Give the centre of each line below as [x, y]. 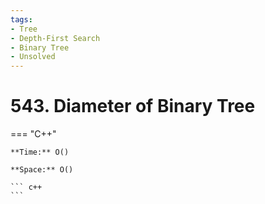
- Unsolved [33, 57]
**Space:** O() [42, 170]
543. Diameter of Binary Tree [133, 106]
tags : [21, 19]
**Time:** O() [40, 152]
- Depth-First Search [55, 38]
